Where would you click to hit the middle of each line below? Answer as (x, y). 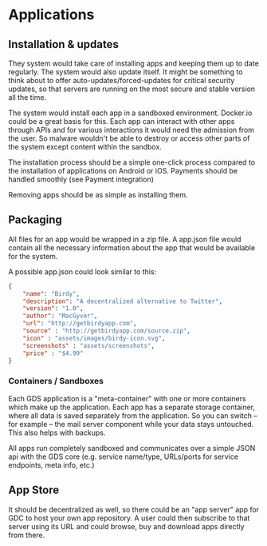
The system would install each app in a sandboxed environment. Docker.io (130, 113)
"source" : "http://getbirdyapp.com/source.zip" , (107, 331)
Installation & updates (64, 44)
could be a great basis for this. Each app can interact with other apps (122, 121)
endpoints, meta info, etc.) (51, 464)
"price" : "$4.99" (53, 353)
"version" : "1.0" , (53, 309)
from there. (27, 535)
